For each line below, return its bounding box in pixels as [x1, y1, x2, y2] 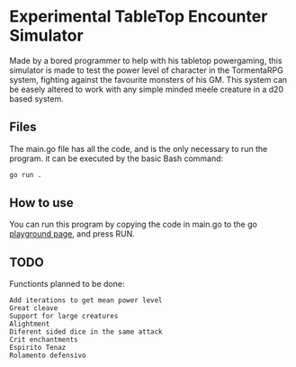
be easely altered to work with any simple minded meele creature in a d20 [9, 84, 284, 94]
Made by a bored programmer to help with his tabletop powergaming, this [9, 55, 283, 66]
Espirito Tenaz [9, 344, 67, 353]
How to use [9, 195, 74, 210]
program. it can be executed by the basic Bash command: [9, 153, 224, 164]
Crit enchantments [9, 336, 78, 345]
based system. [9, 93, 65, 104]
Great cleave [9, 304, 58, 313]
